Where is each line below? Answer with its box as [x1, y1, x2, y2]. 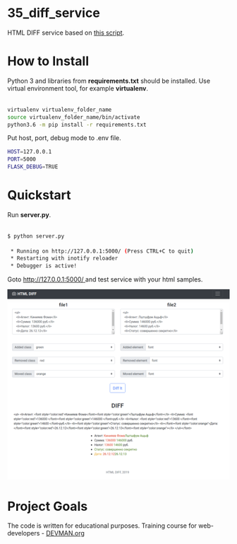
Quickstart [7, 187, 72, 203]
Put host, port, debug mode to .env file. [7, 134, 121, 142]
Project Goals [7, 498, 88, 514]
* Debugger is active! [10, 262, 78, 270]
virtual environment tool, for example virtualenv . [7, 83, 149, 93]
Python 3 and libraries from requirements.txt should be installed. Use [7, 76, 210, 85]
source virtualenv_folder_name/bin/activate [7, 113, 140, 121]
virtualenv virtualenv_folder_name [7, 106, 112, 113]
